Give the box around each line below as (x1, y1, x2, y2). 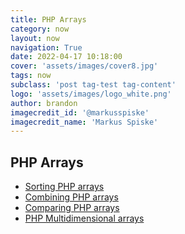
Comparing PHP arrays (24, 202, 120, 214)
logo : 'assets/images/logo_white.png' (10, 89, 172, 99)
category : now (10, 24, 70, 34)
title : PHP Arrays (10, 14, 87, 25)
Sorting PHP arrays (24, 181, 105, 193)
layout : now (10, 33, 60, 43)
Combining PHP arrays (24, 191, 119, 203)
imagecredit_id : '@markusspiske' (10, 107, 150, 118)
